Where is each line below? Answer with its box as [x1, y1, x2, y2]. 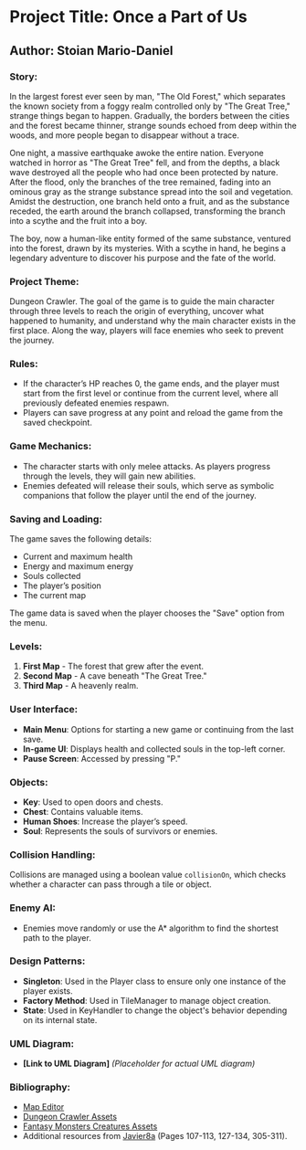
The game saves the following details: [9, 533, 153, 544]
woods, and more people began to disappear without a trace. [9, 130, 240, 141]
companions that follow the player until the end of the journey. [22, 490, 258, 501]
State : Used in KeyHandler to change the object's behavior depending [22, 1005, 288, 1016]
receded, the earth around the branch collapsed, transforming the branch [9, 206, 286, 216]
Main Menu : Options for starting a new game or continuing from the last [22, 723, 294, 734]
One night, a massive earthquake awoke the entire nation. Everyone [9, 147, 264, 158]
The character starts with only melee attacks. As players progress [22, 460, 271, 471]
